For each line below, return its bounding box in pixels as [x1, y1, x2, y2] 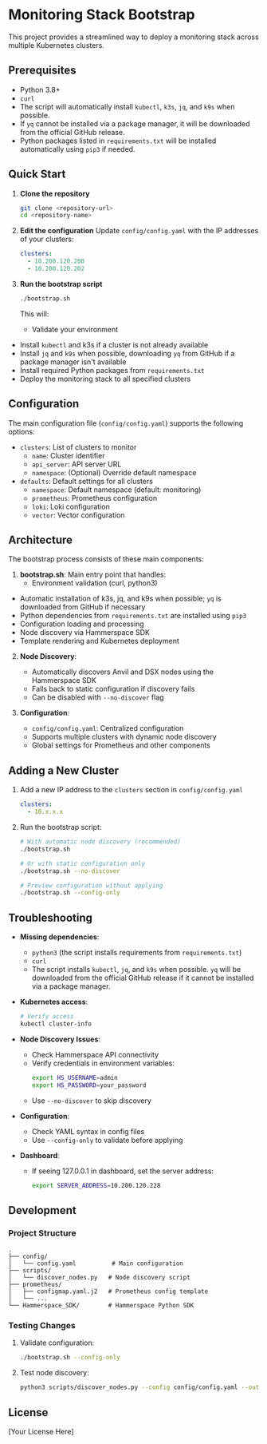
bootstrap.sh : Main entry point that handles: [19, 569, 167, 580]
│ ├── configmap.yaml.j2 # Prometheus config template [8, 1287, 209, 1295]
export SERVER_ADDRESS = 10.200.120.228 [31, 1181, 161, 1189]
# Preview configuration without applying [19, 881, 163, 890]
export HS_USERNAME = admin [31, 1073, 118, 1081]
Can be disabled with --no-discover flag [31, 692, 165, 702]
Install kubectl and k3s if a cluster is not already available [19, 339, 209, 349]
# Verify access [19, 1013, 74, 1021]
